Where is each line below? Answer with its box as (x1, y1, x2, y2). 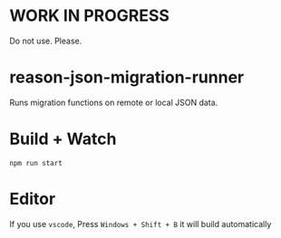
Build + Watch (9, 129, 117, 149)
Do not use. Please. (9, 35, 82, 46)
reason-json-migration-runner (9, 67, 245, 88)
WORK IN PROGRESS (9, 5, 170, 26)
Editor (9, 189, 56, 209)
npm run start (9, 158, 63, 167)
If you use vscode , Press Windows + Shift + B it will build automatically (9, 218, 272, 229)
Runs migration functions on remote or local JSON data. (9, 97, 218, 108)
